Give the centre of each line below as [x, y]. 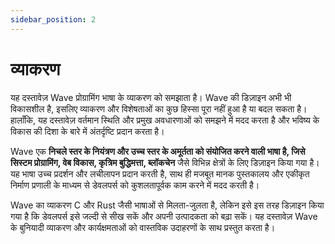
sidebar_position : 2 [53, 19]
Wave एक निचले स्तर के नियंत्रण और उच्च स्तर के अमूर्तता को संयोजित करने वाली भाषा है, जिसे [158, 151]
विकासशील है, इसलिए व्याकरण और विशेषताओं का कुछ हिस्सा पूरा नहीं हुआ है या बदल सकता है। [159, 108]
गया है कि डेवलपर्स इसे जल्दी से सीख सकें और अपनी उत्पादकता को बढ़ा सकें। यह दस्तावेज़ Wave [164, 216]
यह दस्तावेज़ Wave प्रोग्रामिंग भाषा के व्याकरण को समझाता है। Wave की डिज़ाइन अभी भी [151, 97]
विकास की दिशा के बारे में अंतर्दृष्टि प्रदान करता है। [87, 131]
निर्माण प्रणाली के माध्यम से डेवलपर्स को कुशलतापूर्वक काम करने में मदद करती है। [135, 185]
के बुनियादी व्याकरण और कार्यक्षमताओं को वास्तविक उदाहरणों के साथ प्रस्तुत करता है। [143, 227]
